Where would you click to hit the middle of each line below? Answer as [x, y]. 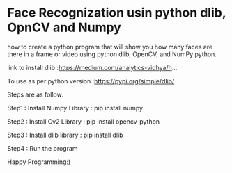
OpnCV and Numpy [64, 27]
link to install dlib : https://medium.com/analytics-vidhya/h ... [92, 67]
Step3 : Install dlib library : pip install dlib [65, 135]
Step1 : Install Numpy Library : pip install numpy [75, 108]
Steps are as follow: [36, 94]
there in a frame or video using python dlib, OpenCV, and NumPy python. [112, 54]
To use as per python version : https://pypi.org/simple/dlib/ [91, 81]
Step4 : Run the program [42, 148]
